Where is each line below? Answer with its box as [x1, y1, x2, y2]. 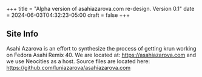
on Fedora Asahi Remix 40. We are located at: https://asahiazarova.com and [6, 51, 197, 58]
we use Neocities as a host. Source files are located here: [6, 57, 150, 65]
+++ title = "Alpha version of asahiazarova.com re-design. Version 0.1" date [6, 5, 195, 12]
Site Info [6, 29, 39, 39]
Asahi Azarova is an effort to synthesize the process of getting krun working [6, 45, 197, 52]
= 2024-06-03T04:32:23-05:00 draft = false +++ [6, 11, 130, 19]
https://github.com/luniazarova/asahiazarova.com [6, 64, 131, 71]
